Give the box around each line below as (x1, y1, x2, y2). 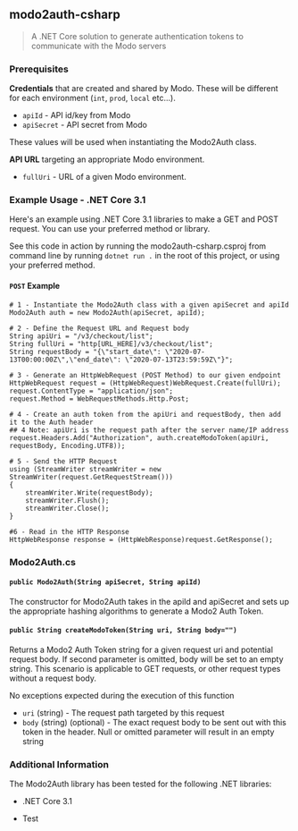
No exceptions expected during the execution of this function (9, 690, 235, 700)
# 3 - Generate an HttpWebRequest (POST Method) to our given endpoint (9, 370, 281, 379)
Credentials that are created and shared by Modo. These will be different (9, 83, 278, 94)
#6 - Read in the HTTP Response (9, 527, 129, 536)
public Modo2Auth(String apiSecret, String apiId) (9, 578, 202, 587)
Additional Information (9, 758, 110, 770)
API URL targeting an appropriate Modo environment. (9, 154, 205, 165)
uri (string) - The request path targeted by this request (21, 707, 225, 718)
